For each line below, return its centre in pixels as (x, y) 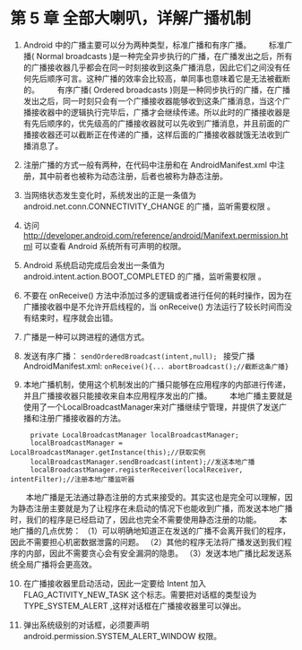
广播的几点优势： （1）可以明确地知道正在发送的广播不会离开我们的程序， (154, 531)
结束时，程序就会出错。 (74, 317)
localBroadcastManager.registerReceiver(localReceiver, (137, 470)
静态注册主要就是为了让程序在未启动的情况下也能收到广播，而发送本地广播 (155, 508)
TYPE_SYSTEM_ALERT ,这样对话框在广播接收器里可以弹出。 (134, 605)
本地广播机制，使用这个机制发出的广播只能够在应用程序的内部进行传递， (156, 384)
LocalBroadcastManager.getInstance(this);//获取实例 (108, 452)
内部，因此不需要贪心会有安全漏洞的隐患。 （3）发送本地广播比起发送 (155, 553)
